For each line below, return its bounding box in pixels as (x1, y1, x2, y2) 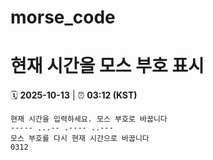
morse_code (10, 6, 116, 29)
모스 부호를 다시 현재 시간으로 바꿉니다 (10, 134, 150, 144)
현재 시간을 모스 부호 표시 (10, 55, 205, 78)
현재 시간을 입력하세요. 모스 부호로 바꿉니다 (10, 114, 168, 125)
